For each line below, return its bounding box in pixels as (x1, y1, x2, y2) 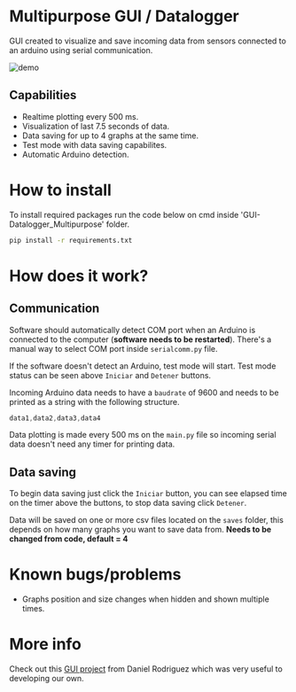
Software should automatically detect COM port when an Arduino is (9, 324, 256, 335)
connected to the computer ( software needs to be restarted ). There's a (9, 334, 272, 345)
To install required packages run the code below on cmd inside (9, 209, 239, 220)
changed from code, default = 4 (9, 533, 129, 544)
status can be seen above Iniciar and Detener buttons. (9, 369, 211, 380)
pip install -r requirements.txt (9, 236, 133, 245)
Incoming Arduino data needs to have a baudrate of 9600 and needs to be (9, 387, 279, 398)
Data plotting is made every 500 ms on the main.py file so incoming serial (9, 430, 277, 440)
